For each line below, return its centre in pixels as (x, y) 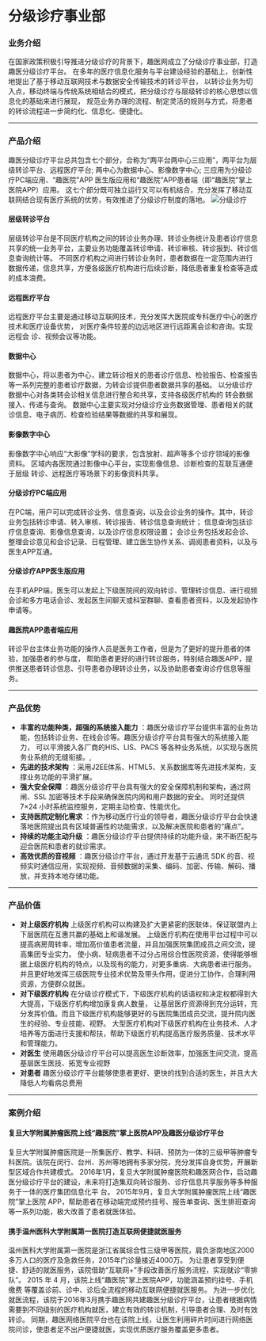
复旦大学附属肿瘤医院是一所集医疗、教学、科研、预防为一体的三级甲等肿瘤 (129, 1152)
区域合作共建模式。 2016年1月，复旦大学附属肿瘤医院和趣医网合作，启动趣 (136, 1171)
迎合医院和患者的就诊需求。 (65, 846)
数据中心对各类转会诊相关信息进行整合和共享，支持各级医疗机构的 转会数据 (131, 395)
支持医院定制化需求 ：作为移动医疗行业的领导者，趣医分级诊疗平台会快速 (139, 816)
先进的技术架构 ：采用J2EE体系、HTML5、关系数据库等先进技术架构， (135, 767)
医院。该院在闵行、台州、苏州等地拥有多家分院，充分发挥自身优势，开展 (133, 1162)
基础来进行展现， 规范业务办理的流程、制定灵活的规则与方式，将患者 (141, 101)
